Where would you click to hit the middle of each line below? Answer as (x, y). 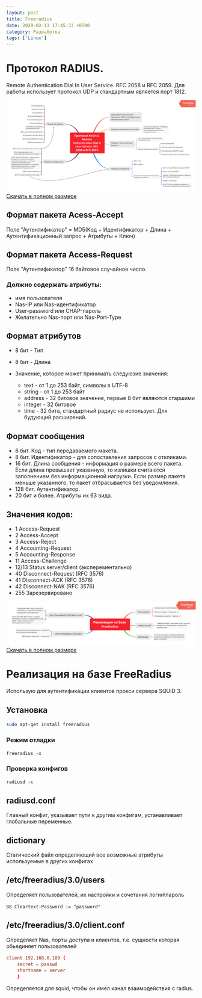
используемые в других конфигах (50, 861)
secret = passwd (38, 964)
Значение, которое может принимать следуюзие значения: (92, 374)
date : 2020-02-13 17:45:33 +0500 (48, 25)
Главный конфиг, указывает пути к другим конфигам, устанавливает (94, 815)
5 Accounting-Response (45, 555)
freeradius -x (24, 754)
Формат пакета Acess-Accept (65, 215)
